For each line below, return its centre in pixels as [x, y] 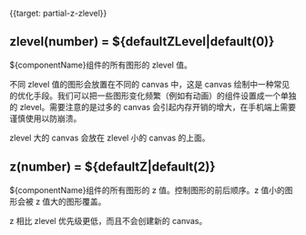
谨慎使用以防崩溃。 [46, 118]
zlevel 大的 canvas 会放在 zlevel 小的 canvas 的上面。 [110, 138]
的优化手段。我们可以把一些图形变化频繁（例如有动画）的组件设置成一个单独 [153, 96]
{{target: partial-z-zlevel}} [58, 13]
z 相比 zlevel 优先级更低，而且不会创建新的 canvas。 [108, 220]
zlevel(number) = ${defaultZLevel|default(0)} [142, 41]
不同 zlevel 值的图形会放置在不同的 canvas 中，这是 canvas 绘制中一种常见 [150, 84]
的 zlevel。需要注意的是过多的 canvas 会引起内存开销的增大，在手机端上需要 [153, 107]
